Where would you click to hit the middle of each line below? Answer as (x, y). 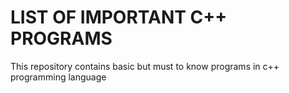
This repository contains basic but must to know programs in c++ (145, 66)
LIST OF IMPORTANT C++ (119, 17)
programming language (58, 77)
